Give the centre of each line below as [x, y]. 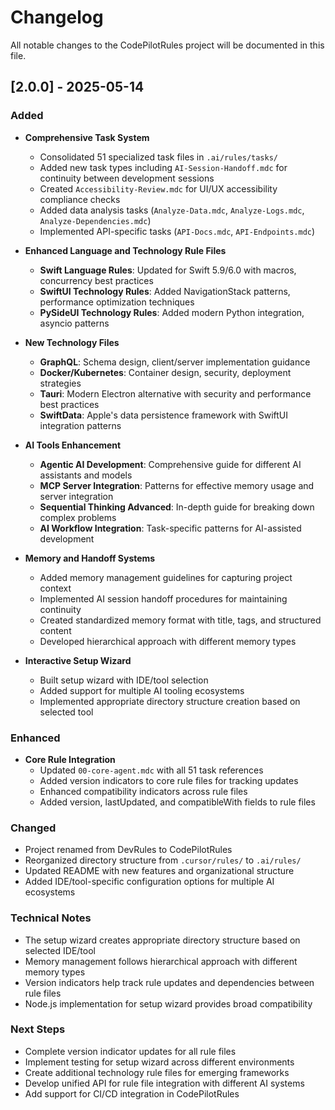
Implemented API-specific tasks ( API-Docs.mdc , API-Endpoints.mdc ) [177, 231]
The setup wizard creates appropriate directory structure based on [162, 940]
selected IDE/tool [60, 950]
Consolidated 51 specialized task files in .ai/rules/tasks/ [159, 157]
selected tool [66, 712]
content [55, 630]
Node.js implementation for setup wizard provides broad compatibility [168, 1003]
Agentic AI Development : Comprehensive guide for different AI [170, 464]
